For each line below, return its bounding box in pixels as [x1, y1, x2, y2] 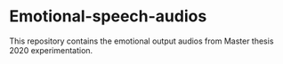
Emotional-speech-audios [9, 6, 207, 27]
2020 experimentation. [9, 44, 93, 55]
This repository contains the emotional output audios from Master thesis [9, 36, 274, 46]
